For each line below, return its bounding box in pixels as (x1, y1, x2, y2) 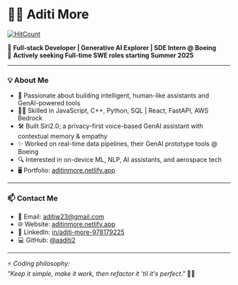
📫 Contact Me (7, 194, 58, 204)
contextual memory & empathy (17, 132, 108, 141)
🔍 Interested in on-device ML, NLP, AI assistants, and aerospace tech (17, 156, 222, 164)
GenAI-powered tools (17, 99, 81, 107)
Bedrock (17, 114, 42, 122)
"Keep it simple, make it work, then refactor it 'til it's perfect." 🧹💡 (7, 269, 195, 278)
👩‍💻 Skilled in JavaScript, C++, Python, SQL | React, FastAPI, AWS (17, 106, 209, 115)
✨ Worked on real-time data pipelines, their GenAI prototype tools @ (17, 139, 217, 148)
